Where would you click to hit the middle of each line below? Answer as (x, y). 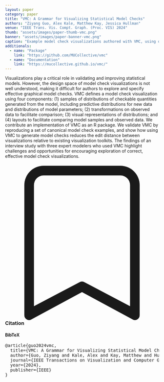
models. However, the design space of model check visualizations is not (78, 83)
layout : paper (20, 10)
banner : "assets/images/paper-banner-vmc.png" (53, 37)
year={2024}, (26, 365)
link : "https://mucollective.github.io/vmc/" (61, 64)
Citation (15, 323)
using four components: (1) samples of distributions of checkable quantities (81, 99)
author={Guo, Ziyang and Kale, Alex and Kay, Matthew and (81, 355)
